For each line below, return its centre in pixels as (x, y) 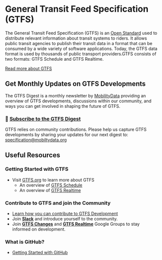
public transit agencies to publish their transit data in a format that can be (79, 43)
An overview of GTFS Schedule (51, 185)
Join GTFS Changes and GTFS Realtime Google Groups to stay (76, 224)
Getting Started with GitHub (40, 253)
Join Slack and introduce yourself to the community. (65, 219)
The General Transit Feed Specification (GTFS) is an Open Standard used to (81, 33)
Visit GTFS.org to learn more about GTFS (53, 180)
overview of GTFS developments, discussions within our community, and (78, 101)
